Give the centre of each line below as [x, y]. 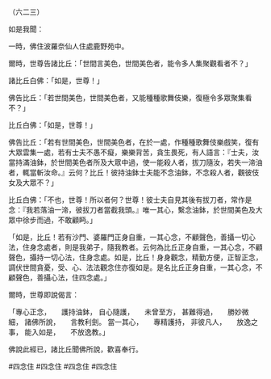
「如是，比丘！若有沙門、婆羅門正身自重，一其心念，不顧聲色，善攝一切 [128, 237]
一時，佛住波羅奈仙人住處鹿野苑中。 [69, 46]
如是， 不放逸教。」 [74, 332]
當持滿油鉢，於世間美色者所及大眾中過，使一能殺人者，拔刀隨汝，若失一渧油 [135, 162]
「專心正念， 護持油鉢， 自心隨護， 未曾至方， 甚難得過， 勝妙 [125, 312]
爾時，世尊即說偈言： [44, 295]
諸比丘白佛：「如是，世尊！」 [56, 80]
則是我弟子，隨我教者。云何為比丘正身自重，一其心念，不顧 [163, 247]
